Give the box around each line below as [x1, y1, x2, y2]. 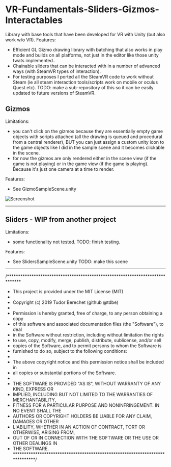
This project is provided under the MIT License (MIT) [12, 288, 124, 294]
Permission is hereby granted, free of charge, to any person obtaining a [12, 310, 163, 316]
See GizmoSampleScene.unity [12, 186, 76, 192]
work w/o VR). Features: [5, 37, 56, 43]
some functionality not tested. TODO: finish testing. [12, 239, 121, 245]
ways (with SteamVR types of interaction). [12, 68, 101, 74]
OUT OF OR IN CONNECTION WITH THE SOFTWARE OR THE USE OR [12, 434, 159, 440]
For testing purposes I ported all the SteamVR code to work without [12, 73, 154, 80]
